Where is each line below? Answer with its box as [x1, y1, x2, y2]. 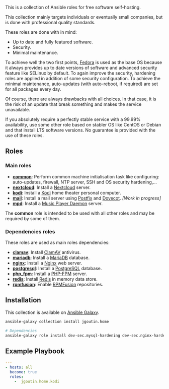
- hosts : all [5, 365, 33, 370]
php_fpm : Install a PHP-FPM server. [12, 271, 87, 277]
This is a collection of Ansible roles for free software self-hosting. [5, 5, 141, 10]
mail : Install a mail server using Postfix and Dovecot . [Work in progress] [12, 195, 161, 201]
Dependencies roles [5, 228, 55, 235]
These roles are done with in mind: [5, 29, 77, 35]
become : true [10, 369, 37, 374]
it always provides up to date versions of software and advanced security [5, 65, 157, 71]
